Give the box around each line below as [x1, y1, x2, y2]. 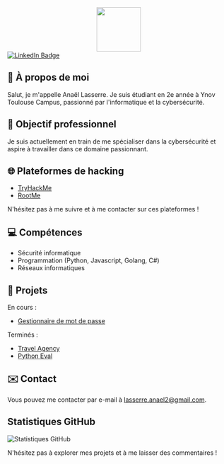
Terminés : [7, 330, 39, 339]
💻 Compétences [7, 226, 83, 238]
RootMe [17, 191, 41, 200]
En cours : [7, 303, 37, 312]
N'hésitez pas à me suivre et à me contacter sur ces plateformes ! [7, 205, 199, 214]
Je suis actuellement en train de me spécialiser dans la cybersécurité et [7, 137, 216, 146]
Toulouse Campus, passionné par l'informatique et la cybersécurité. [7, 98, 205, 106]
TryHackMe [17, 184, 52, 192]
